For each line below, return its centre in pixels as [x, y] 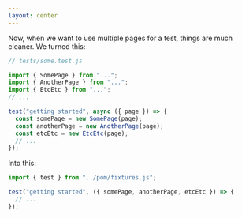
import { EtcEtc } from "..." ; [60, 90]
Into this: [22, 163]
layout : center [33, 15]
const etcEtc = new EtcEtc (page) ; [72, 133]
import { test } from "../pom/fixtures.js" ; [82, 178]
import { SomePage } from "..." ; [63, 75]
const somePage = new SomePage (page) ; [79, 118]
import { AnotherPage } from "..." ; [68, 83]
